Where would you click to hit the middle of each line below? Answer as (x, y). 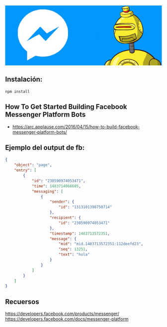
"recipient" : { (65, 218)
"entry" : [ (25, 170)
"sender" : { (62, 202)
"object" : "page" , (33, 165)
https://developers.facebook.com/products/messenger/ (62, 314)
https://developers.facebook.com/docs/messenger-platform (67, 319)
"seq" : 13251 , (73, 249)
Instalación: (24, 80)
